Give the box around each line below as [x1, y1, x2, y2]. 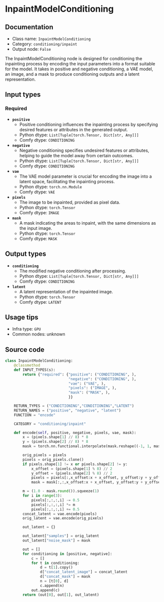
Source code [5, 345, 45, 353]
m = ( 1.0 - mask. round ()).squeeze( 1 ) [22, 489, 99, 494]
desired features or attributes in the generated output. [19, 126, 128, 132]
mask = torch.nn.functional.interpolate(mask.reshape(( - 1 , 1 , [22, 444, 152, 449]
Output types [5, 250, 46, 258]
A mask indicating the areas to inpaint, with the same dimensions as [19, 220, 156, 226]
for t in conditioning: [31, 560, 80, 565]
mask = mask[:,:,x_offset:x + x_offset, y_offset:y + [31, 480, 143, 485]
